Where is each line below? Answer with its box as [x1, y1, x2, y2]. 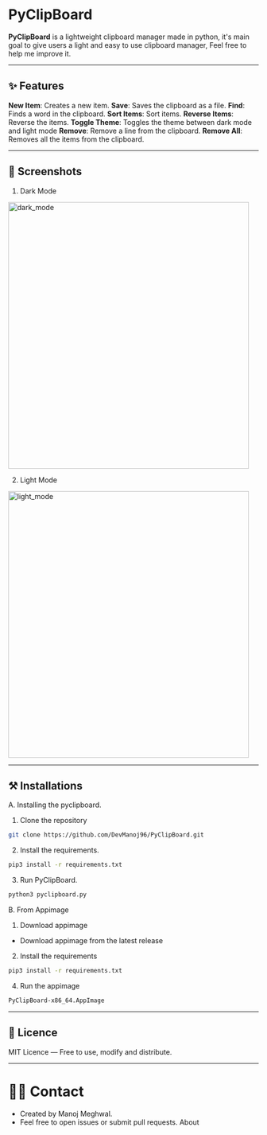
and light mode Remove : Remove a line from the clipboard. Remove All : [8, 126, 243, 135]
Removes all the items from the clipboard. [8, 134, 145, 144]
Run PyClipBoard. [19, 876, 78, 885]
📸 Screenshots [8, 165, 83, 178]
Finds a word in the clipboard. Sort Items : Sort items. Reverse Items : [8, 109, 234, 119]
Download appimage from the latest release [19, 936, 164, 945]
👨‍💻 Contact [8, 1082, 85, 1100]
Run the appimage [19, 981, 80, 990]
